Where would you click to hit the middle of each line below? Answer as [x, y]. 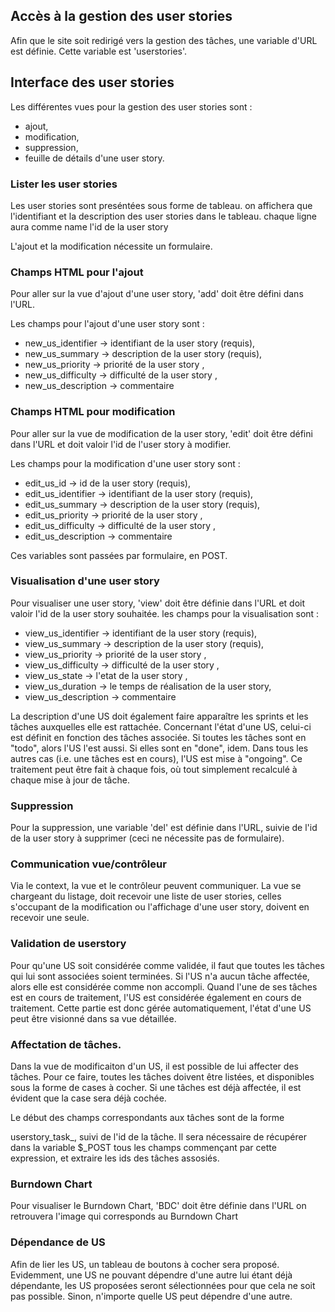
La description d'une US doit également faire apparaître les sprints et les [159, 716]
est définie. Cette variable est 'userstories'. [99, 51]
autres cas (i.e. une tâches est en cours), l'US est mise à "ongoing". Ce [156, 758]
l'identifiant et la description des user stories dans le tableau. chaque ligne [164, 216]
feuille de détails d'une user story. [94, 158]
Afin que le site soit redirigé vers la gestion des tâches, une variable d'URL [164, 40]
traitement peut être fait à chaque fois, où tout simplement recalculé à [154, 769]
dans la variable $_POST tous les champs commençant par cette [143, 1147]
